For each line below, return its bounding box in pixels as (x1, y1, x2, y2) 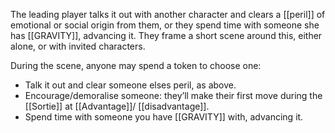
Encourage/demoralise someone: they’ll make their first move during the (24, 90, 323, 101)
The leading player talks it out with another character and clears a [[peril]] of (10, 9, 326, 20)
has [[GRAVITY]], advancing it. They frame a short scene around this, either (10, 30, 323, 41)
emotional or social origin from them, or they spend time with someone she (10, 19, 320, 31)
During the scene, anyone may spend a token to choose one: (10, 60, 262, 71)
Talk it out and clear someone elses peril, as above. (24, 79, 237, 91)
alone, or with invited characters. (10, 40, 146, 52)
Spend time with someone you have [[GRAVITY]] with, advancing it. (24, 111, 304, 123)
